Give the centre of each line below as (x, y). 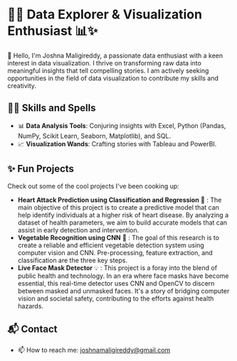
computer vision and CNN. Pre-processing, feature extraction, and (115, 252)
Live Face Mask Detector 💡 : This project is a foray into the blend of (117, 268)
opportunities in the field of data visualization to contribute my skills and (113, 78)
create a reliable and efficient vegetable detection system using (111, 245)
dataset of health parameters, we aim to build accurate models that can (122, 222)
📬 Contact (32, 329)
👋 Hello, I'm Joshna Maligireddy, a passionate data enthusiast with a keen (115, 55)
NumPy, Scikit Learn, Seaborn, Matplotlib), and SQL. (94, 136)
